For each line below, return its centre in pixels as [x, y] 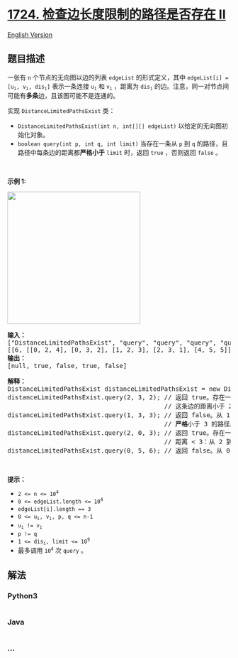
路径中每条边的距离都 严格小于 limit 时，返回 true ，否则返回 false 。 [119, 153]
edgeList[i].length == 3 [54, 509]
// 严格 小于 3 [186, 424]
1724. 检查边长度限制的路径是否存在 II [117, 15]
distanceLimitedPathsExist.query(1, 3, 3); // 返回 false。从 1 [119, 415]
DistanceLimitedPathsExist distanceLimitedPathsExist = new [114, 389]
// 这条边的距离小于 [194, 406]
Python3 [22, 595]
